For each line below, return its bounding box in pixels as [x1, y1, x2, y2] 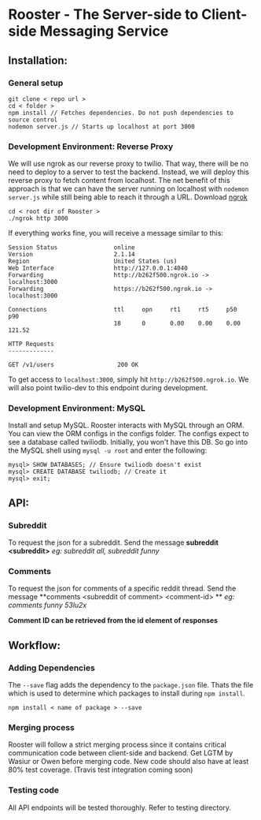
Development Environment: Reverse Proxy [8, 140, 174, 151]
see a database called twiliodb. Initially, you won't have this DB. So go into [8, 438, 248, 447]
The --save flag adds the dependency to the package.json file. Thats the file [8, 680, 254, 690]
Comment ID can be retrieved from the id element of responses [8, 616, 219, 625]
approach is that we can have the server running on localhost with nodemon [8, 184, 249, 194]
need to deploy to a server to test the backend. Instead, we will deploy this [8, 167, 249, 177]
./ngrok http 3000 [8, 214, 68, 222]
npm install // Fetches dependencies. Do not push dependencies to [8, 109, 234, 117]
